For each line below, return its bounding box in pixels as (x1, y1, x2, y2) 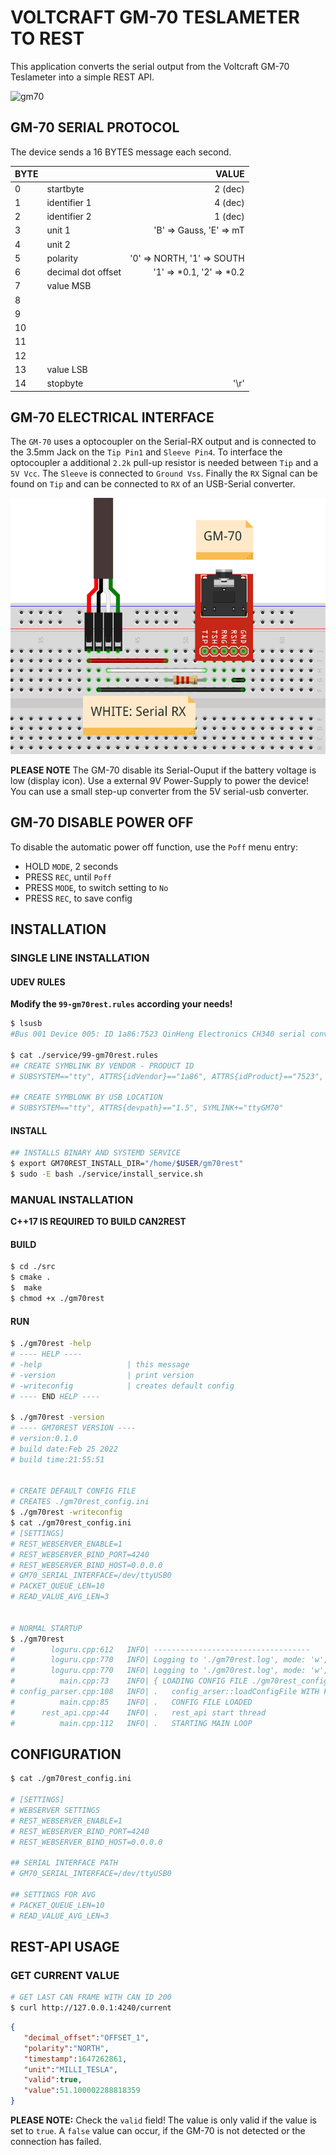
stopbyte (46, 377, 84, 389)
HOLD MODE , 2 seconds (24, 860, 119, 872)
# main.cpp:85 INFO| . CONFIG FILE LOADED (10, 1697, 253, 1707)
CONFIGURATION (10, 1746, 122, 1763)
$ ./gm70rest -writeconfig (10, 1507, 123, 1518)
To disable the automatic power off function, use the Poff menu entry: (10, 841, 298, 853)
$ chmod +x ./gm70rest (10, 1294, 105, 1304)
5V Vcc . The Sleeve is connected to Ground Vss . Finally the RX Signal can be (10, 467, 318, 480)
